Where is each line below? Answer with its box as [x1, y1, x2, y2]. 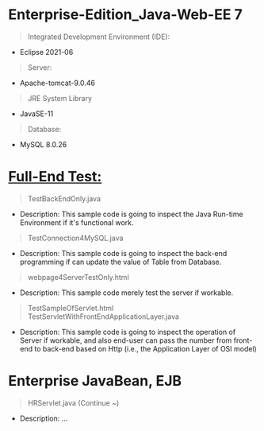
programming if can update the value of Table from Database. [19, 257, 222, 266]
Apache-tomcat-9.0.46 [19, 78, 95, 87]
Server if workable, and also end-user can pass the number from [19, 336, 232, 345]
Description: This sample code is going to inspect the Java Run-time [19, 209, 243, 219]
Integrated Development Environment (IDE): [27, 32, 170, 41]
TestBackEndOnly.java [27, 193, 101, 204]
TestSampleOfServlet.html [27, 303, 114, 313]
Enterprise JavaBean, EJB [8, 372, 182, 390]
